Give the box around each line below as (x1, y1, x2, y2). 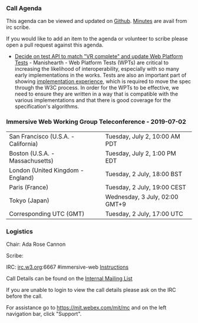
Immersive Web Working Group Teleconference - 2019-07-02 (6, 118, 187, 126)
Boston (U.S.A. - (9, 149, 55, 157)
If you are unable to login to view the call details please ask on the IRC (6, 286, 176, 293)
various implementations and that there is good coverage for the (14, 97, 171, 104)
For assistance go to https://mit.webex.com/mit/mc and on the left (6, 304, 167, 311)
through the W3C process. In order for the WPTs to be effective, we (14, 84, 179, 91)
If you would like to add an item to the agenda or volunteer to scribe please (6, 35, 188, 42)
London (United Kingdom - (9, 166, 84, 174)
